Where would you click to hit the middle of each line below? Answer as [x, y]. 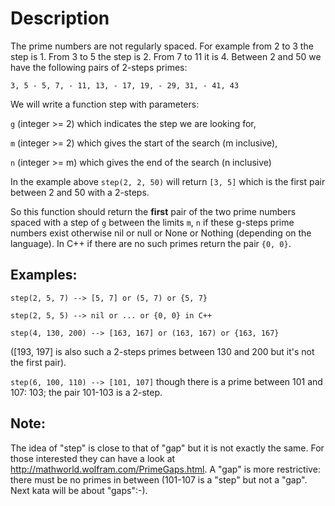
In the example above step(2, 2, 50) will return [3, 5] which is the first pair [168, 181]
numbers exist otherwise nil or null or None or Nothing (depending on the [161, 233]
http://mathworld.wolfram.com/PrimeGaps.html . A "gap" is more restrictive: [165, 469]
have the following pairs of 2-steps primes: [99, 67]
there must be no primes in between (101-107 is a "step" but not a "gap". [159, 479]
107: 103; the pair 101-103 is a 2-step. [86, 392]
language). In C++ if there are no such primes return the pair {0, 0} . [151, 243]
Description [60, 18]
